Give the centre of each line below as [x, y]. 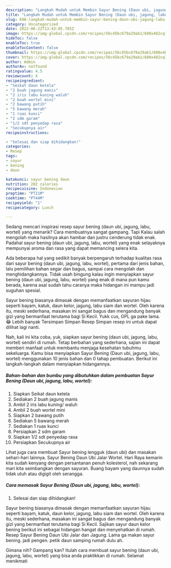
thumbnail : [17, 52]
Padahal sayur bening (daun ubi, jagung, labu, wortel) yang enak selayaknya [85, 243]
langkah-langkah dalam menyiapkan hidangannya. [58, 364]
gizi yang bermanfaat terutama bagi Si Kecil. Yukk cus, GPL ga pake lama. [83, 316]
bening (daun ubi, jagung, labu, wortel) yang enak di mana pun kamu [78, 279]
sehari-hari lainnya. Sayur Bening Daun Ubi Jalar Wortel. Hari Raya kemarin [84, 457]
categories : [18, 147]
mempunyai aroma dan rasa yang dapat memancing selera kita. [72, 248]
